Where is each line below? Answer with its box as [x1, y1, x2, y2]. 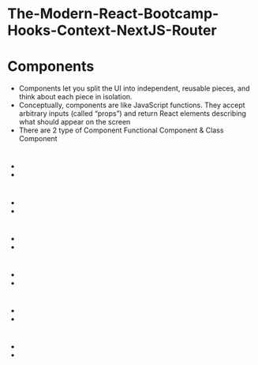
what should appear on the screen [18, 117, 131, 127]
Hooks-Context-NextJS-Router [7, 21, 218, 39]
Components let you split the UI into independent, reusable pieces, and [18, 84, 250, 93]
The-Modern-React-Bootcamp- [7, 5, 219, 23]
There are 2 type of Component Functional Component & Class [18, 125, 224, 135]
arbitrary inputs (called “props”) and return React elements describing [18, 109, 246, 118]
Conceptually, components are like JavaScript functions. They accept [18, 100, 245, 110]
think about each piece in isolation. [18, 92, 133, 102]
